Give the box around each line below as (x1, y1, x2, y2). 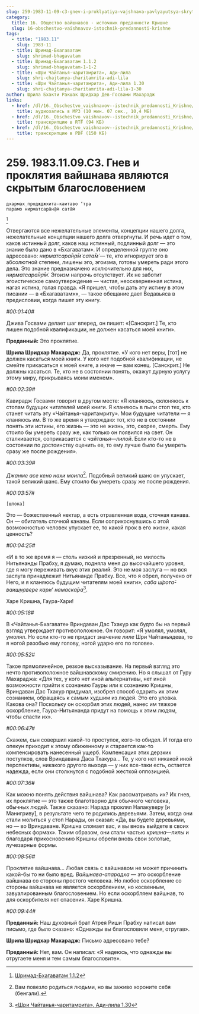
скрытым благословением (6, 181, 146, 195)
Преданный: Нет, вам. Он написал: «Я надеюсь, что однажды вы (6, 949, 172, 956)
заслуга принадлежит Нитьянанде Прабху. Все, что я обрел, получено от (6, 572, 192, 580)
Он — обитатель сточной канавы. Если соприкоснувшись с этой (6, 518, 169, 525)
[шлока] (6, 501, 25, 507)
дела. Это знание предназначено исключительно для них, (6, 265, 154, 272)
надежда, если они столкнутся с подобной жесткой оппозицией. (6, 768, 171, 775)
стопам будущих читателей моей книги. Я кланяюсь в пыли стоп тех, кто (6, 403, 191, 410)
